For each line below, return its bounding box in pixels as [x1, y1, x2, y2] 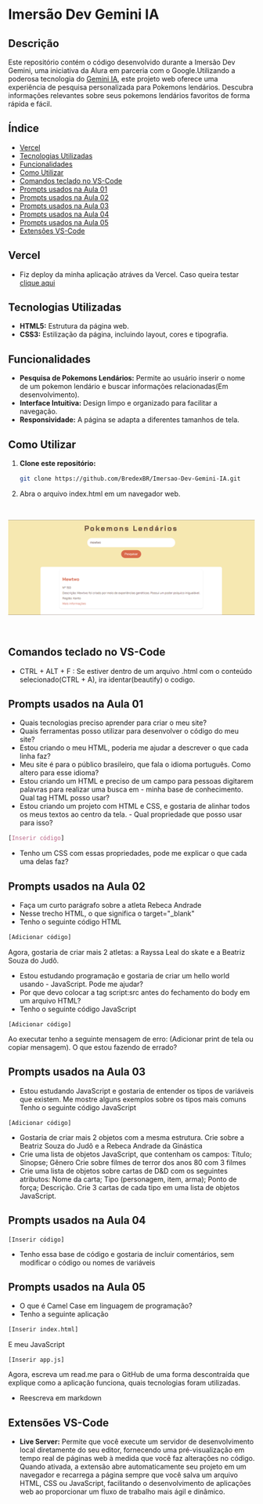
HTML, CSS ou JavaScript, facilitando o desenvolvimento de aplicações [19, 1479, 252, 1488]
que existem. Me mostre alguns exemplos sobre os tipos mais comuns [19, 1094, 247, 1104]
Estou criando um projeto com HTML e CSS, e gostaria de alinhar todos [19, 802, 250, 811]
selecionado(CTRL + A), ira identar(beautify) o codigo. [19, 675, 196, 684]
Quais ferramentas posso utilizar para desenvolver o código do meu [19, 727, 239, 736]
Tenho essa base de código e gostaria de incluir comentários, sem [19, 1249, 235, 1258]
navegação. [19, 406, 58, 417]
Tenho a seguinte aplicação [19, 1309, 109, 1319]
